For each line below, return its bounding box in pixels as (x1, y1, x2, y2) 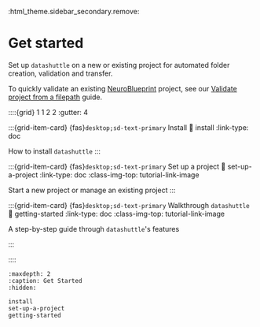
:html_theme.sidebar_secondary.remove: (8, 7, 140, 16)
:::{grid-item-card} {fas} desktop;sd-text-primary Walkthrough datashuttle (8, 200, 250, 210)
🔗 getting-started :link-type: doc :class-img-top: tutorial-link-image (8, 209, 225, 218)
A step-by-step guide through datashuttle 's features (8, 224, 180, 233)
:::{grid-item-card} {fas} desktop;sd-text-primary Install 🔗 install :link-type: (8, 122, 249, 132)
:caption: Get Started (8, 277, 82, 284)
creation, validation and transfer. (8, 69, 113, 78)
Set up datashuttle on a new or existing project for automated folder (8, 60, 230, 69)
